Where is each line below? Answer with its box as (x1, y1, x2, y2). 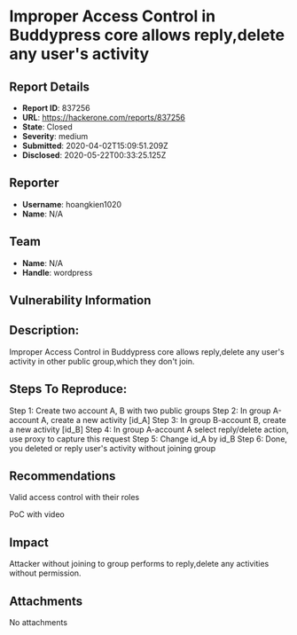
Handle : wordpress (21, 267, 93, 278)
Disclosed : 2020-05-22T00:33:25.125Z (21, 150, 167, 161)
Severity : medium (21, 131, 89, 141)
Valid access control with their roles (9, 492, 140, 503)
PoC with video (9, 509, 65, 520)
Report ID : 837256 (21, 103, 90, 113)
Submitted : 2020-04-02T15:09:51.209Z (21, 140, 168, 151)
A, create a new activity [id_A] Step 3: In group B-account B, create (41, 414, 286, 425)
